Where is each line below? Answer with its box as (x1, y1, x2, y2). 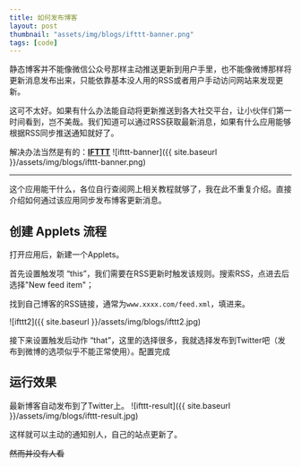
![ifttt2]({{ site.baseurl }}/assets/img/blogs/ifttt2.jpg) (9, 316, 202, 327)
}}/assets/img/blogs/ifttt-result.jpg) (9, 410, 139, 421)
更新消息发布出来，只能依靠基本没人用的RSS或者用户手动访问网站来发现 (9, 75, 276, 86)
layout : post (9, 22, 58, 30)
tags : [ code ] (9, 38, 58, 48)
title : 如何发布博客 (9, 13, 78, 22)
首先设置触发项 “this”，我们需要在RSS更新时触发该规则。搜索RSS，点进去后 (9, 268, 289, 279)
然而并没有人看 (9, 447, 64, 458)
